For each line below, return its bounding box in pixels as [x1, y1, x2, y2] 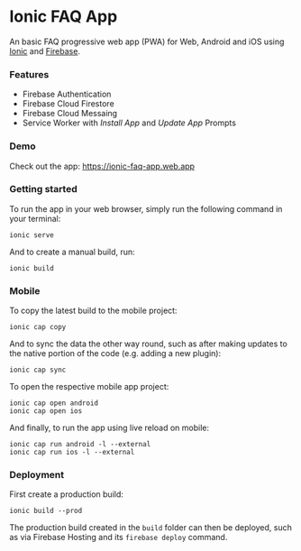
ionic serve [9, 230, 54, 240]
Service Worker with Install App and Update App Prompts [22, 117, 237, 128]
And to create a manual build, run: [9, 246, 135, 257]
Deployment [9, 469, 65, 482]
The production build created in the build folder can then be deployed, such [9, 522, 293, 533]
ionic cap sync [9, 365, 67, 375]
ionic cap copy [9, 323, 67, 332]
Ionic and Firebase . [9, 45, 81, 56]
